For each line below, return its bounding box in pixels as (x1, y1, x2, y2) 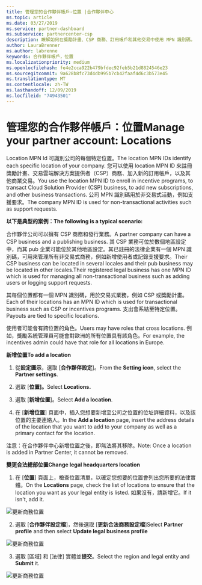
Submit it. (14, 559, 40, 566)
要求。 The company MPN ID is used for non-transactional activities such (11, 198, 192, 205)
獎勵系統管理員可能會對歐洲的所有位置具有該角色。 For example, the (16, 332, 185, 339)
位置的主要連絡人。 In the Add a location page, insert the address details (14, 416, 195, 423)
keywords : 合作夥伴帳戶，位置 (6, 54, 74, 60)
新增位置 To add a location (6, 351, 71, 358)
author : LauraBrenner (6, 43, 61, 49)
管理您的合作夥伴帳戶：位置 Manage (6, 120, 185, 134)
